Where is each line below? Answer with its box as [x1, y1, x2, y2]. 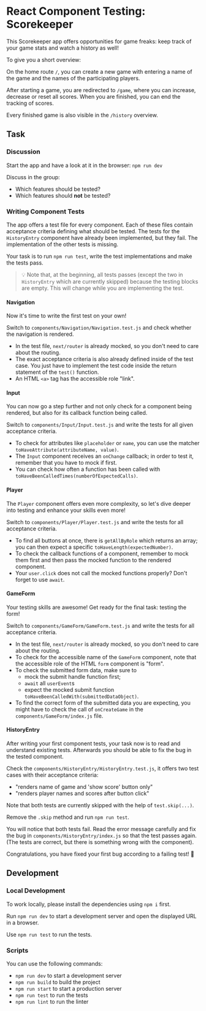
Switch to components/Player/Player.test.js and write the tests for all [6, 518, 184, 525]
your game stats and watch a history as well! [6, 44, 119, 52]
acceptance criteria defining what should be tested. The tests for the [6, 227, 180, 234]
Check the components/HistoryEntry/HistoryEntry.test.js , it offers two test [6, 764, 199, 772]
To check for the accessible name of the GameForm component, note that [15, 653, 197, 660]
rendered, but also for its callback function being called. [6, 409, 148, 417]
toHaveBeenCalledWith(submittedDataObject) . [24, 692, 139, 700]
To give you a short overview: [6, 56, 82, 63]
